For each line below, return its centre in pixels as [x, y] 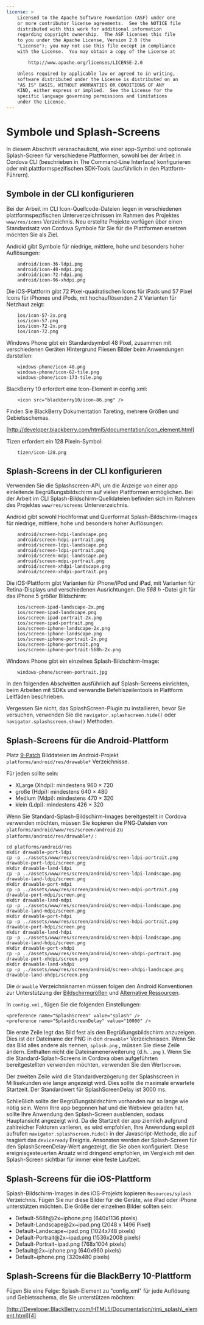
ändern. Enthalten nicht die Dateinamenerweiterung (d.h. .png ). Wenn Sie [99, 1052]
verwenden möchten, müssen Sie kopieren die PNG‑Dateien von [87, 823]
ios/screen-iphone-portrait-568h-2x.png [69, 650]
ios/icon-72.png [38, 331]
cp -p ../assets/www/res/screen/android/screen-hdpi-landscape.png [94, 938]
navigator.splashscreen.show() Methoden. [60, 721]
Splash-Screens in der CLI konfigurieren [84, 471]
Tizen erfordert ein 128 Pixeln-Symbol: [55, 441]
